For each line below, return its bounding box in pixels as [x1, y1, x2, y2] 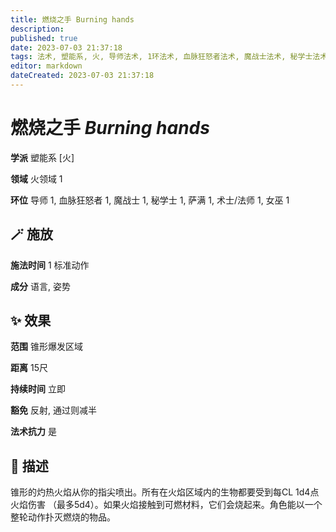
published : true [10, 33, 78, 43]
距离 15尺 [10, 362, 48, 374]
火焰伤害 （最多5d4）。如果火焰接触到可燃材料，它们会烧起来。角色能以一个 [10, 499, 323, 511]
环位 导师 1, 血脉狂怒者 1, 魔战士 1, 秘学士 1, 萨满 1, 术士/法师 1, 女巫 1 [10, 194, 290, 206]
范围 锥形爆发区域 [10, 341, 83, 353]
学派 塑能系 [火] [10, 151, 75, 163]
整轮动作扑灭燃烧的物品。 [10, 511, 116, 523]
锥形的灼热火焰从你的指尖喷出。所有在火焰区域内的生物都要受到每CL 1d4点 [10, 486, 320, 498]
